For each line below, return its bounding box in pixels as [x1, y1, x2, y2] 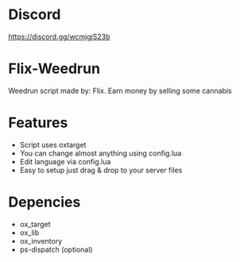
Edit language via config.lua [19, 156, 111, 166]
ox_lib [19, 228, 40, 237]
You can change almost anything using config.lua [19, 148, 182, 158]
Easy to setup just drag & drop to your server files [19, 165, 183, 175]
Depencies [8, 193, 81, 211]
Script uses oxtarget [19, 140, 87, 149]
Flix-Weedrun [8, 60, 101, 78]
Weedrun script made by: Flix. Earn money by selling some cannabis [8, 86, 232, 95]
